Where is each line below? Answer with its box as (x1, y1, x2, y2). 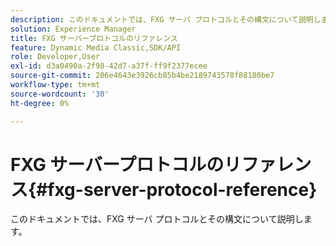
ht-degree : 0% (10, 98, 70, 108)
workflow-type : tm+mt (10, 80, 101, 90)
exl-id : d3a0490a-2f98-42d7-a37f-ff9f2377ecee (10, 61, 208, 71)
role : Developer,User (10, 52, 101, 62)
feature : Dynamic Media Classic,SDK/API (10, 42, 182, 53)
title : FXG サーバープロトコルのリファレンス (10, 33, 178, 43)
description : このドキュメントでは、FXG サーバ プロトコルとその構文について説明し (10, 14, 322, 25)
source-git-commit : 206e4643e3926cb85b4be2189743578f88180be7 (10, 71, 275, 81)
